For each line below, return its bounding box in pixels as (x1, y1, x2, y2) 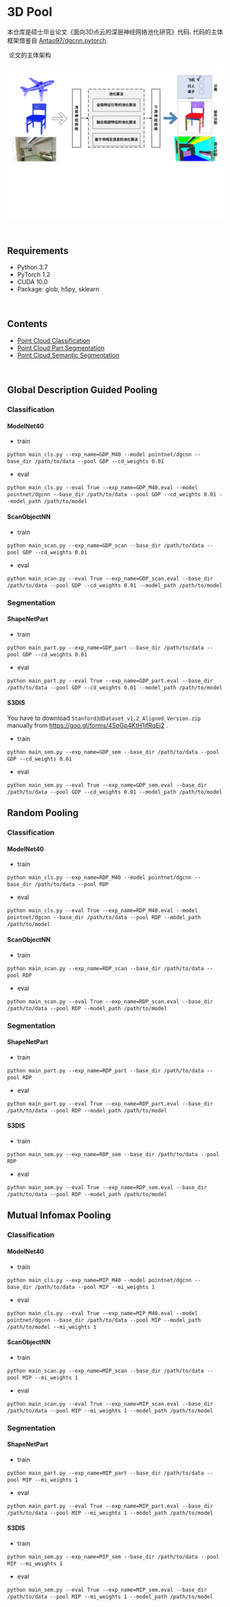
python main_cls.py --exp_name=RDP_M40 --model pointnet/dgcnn (7, 874, 192, 881)
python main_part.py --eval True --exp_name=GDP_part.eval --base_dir (7, 677, 214, 684)
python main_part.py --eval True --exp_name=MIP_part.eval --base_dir (7, 1503, 214, 1509)
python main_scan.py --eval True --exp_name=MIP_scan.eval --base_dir (7, 1400, 214, 1407)
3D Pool (7, 4, 53, 20)
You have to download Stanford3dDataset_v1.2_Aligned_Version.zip (7, 714, 201, 722)
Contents (7, 318, 48, 330)
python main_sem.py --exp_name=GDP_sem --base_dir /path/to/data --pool (7, 748, 220, 756)
